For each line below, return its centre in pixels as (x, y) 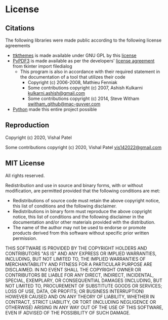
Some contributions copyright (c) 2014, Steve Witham (83, 98)
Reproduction (27, 125)
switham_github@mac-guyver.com (64, 104)
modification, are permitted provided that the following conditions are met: (83, 191)
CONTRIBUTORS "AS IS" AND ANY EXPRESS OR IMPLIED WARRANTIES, (81, 253)
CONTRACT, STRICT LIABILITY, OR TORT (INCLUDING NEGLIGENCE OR (81, 302)
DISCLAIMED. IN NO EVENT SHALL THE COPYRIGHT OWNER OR (73, 269)
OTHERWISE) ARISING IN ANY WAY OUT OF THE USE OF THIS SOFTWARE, (84, 307)
